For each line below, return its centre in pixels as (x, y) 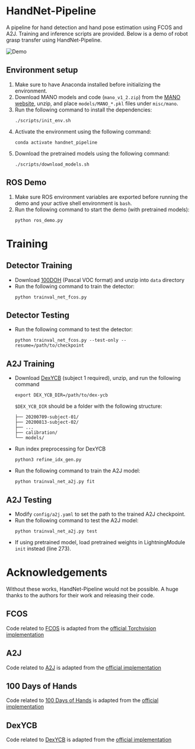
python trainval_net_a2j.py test (56, 531)
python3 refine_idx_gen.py (48, 460)
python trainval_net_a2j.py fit (55, 482)
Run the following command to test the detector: (74, 329)
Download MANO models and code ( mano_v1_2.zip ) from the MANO (97, 97)
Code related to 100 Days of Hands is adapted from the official (82, 700)
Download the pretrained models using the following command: (92, 153)
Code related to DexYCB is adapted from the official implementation (89, 740)
